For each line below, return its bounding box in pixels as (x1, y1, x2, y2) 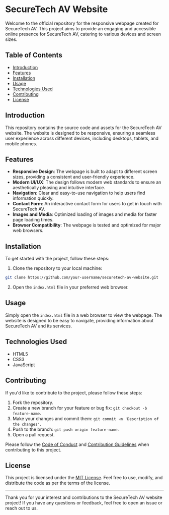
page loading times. (12, 217, 54, 223)
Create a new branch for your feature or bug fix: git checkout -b (12, 405, 147, 411)
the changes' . (12, 421, 41, 427)
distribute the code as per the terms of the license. (5, 480, 111, 486)
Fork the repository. (12, 399, 54, 406)
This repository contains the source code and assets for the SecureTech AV (5, 125, 162, 131)
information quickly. (12, 195, 54, 201)
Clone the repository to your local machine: (12, 265, 102, 271)
